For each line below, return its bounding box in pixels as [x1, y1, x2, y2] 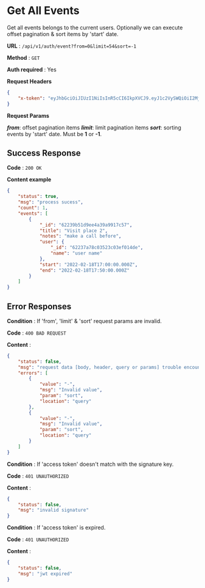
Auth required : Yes [7, 65, 57, 73]
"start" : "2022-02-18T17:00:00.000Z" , [39, 261, 138, 267]
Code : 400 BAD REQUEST [7, 329, 66, 336]
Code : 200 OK [7, 164, 42, 172]
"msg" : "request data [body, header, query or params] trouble [18, 364, 182, 370]
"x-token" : [18, 95, 46, 101]
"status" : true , [18, 194, 60, 200]
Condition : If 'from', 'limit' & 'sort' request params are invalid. [7, 317, 162, 324]
